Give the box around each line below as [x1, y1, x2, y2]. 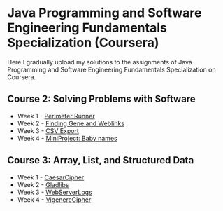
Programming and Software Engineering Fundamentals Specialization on [7, 65, 216, 74]
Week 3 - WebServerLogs [17, 188, 92, 196]
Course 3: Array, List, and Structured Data [7, 154, 194, 166]
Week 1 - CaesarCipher [17, 173, 85, 182]
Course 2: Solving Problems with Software [7, 93, 196, 105]
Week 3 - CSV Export [17, 126, 79, 135]
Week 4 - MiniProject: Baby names [17, 134, 117, 142]
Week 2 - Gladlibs [17, 180, 69, 189]
